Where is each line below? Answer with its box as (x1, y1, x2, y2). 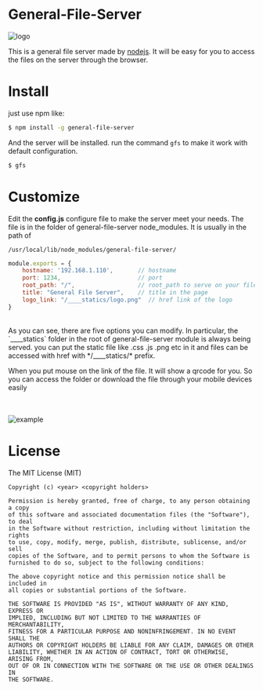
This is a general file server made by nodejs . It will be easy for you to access (8, 46, 255, 56)
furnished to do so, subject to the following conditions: (8, 559, 205, 567)
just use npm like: (8, 108, 65, 118)
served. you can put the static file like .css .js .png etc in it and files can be (8, 342, 249, 352)
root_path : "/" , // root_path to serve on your (22, 281, 240, 290)
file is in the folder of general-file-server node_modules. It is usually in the (8, 222, 247, 232)
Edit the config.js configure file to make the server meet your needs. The (8, 214, 244, 223)
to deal (8, 517, 34, 525)
